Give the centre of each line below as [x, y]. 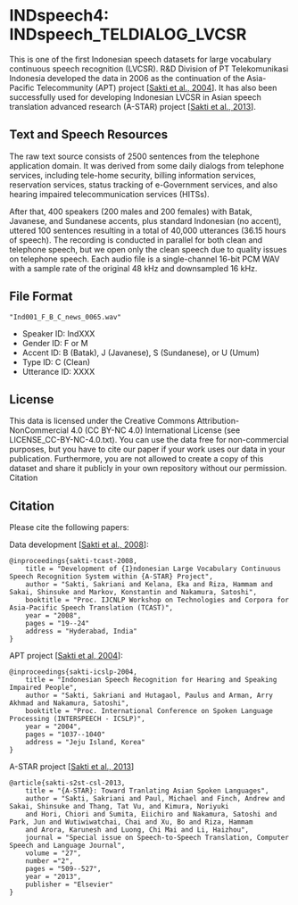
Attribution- [218, 421]
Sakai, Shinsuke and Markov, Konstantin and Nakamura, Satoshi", [133, 593]
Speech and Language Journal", [67, 846]
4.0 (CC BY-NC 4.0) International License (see [156, 430]
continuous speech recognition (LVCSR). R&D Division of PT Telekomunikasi [149, 69]
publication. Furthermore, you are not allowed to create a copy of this [137, 459]
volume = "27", [54, 853]
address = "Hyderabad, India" [82, 631]
